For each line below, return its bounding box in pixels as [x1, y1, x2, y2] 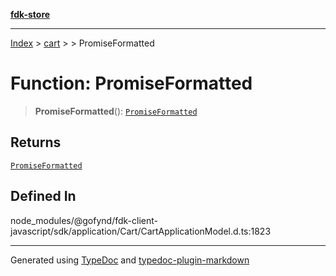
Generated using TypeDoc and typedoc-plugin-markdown [10, 254, 250, 266]
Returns [10, 134, 62, 151]
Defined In [10, 188, 77, 205]
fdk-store [10, 9, 51, 20]
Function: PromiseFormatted [10, 72, 253, 95]
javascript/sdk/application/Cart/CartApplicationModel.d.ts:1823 [10, 225, 272, 237]
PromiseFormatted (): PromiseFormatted [34, 105, 198, 117]
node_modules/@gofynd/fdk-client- [10, 214, 158, 226]
